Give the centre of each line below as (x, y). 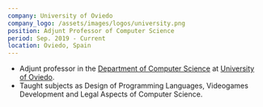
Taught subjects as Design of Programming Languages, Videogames (134, 86)
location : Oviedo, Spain (49, 46)
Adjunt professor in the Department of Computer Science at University (137, 68)
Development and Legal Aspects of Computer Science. (111, 94)
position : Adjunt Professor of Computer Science (91, 31)
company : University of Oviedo (60, 16)
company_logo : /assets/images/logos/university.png (96, 23)
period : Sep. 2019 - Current (57, 38)
